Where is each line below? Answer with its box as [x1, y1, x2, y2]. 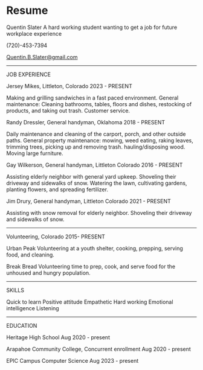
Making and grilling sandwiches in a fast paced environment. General [6, 94, 179, 101]
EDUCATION [6, 322, 37, 329]
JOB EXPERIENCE [6, 71, 51, 78]
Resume [6, 4, 48, 18]
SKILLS [6, 286, 24, 293]
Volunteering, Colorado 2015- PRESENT [6, 233, 106, 240]
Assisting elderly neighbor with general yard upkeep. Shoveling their [6, 173, 176, 180]
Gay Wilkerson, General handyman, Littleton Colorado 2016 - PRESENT [6, 161, 183, 168]
